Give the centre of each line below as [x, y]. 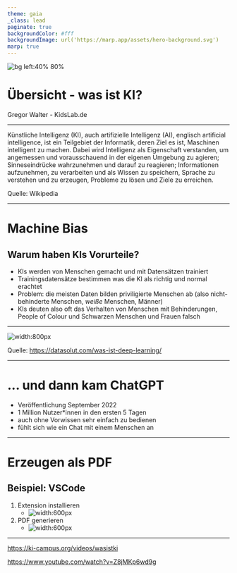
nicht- [219, 294]
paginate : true [30, 27]
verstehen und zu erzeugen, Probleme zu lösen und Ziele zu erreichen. [110, 180]
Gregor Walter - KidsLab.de [47, 114]
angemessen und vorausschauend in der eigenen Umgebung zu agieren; [114, 157]
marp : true [23, 47]
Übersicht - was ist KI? [75, 95]
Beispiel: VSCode [47, 488]
